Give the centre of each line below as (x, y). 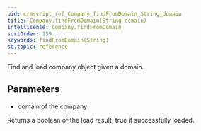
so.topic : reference (38, 47)
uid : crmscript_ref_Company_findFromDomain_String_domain (94, 14)
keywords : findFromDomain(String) (58, 40)
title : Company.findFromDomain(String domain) (77, 21)
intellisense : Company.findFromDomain (64, 27)
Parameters (34, 89)
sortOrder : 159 (30, 34)
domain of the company (52, 106)
